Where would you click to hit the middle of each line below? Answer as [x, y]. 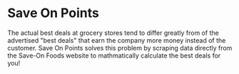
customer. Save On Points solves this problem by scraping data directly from [120, 48]
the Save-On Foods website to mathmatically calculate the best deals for [114, 55]
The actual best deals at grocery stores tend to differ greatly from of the [113, 33]
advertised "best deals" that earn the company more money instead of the [117, 40]
